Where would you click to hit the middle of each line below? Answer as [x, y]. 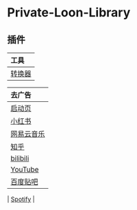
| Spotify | [21, 199]
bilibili [20, 158]
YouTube [25, 169]
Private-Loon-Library [69, 13]
